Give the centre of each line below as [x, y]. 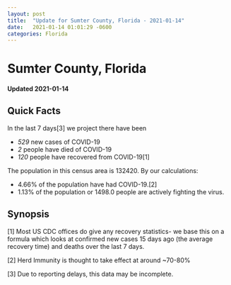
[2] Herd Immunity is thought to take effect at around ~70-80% [99, 260]
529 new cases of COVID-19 [59, 142]
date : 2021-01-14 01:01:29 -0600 [60, 27]
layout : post [26, 14]
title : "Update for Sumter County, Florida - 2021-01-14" [96, 21]
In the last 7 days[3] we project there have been [77, 128]
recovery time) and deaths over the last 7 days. [76, 246]
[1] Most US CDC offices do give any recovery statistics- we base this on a [116, 231]
